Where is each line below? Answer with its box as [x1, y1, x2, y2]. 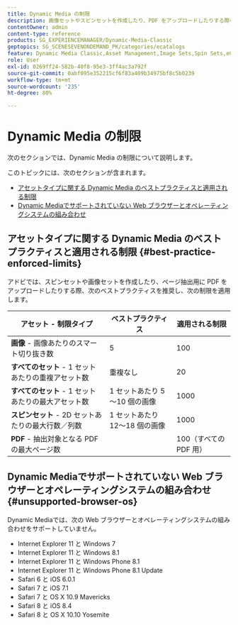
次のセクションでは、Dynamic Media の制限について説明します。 [7, 153, 197, 162]
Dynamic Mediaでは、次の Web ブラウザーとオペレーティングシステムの [7, 515, 218, 524]
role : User [7, 57, 40, 64]
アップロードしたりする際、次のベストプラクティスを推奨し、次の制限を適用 [7, 286, 231, 294]
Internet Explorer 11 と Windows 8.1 [17, 548, 120, 557]
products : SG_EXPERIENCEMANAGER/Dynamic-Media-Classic [7, 37, 173, 44]
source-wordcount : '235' [7, 83, 81, 90]
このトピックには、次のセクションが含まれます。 [7, 168, 150, 177]
